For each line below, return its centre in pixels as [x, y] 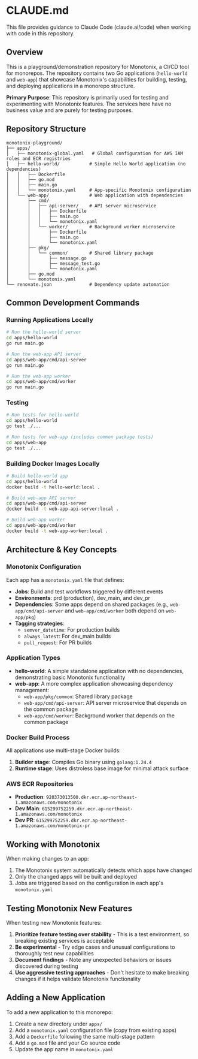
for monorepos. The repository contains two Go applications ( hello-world [97, 73]
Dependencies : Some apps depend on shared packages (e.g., [92, 604]
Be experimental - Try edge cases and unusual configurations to [95, 947]
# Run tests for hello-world [42, 415]
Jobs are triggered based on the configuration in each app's [89, 883]
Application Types [33, 658]
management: [32, 690]
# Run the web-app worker [38, 376]
